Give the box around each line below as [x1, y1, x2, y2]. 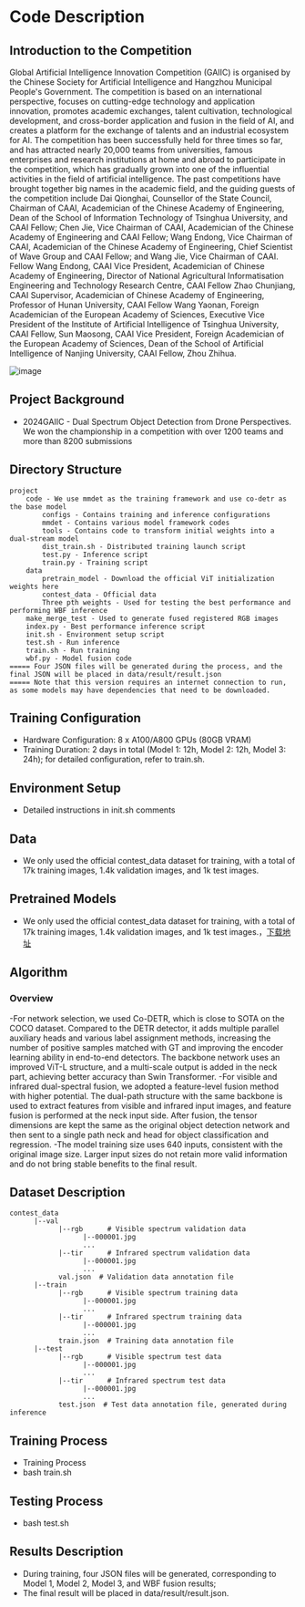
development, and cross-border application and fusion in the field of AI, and [9, 116, 294, 126]
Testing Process [9, 1493, 104, 1509]
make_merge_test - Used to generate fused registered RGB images [25, 614, 280, 623]
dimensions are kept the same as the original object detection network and [9, 1119, 290, 1130]
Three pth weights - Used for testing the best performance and [42, 597, 291, 607]
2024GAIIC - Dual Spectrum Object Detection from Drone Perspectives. [22, 416, 292, 427]
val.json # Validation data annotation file [57, 1272, 234, 1282]
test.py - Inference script [42, 550, 148, 559]
